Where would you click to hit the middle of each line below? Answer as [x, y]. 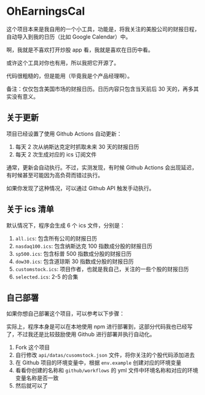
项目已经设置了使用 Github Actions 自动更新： [64, 134]
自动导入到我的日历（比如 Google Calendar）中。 [69, 36]
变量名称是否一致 [37, 378]
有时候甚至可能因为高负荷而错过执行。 [55, 175]
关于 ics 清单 [30, 209]
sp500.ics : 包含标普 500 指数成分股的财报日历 [73, 253]
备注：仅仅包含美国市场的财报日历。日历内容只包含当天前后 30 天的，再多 [100, 89]
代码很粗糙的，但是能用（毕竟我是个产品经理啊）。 [70, 75]
